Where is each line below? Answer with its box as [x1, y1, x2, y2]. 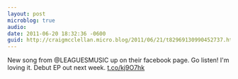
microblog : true [7, 17, 55, 24]
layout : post [7, 10, 46, 18]
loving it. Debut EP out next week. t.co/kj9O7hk [7, 63, 145, 72]
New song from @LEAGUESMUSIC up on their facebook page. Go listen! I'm [7, 56, 229, 64]
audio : [7, 23, 27, 30]
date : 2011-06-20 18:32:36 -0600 [7, 30, 106, 37]
